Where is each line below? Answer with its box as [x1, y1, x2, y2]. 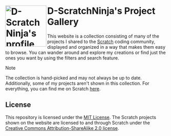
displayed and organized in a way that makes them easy [47, 44, 165, 50]
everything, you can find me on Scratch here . [5, 85, 101, 92]
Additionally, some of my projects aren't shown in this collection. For [5, 80, 149, 86]
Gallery [47, 16, 79, 28]
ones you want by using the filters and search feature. [5, 54, 119, 61]
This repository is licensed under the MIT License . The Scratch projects [5, 114, 156, 120]
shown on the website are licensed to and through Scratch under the [5, 120, 150, 126]
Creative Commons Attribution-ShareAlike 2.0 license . [5, 125, 119, 131]
